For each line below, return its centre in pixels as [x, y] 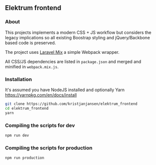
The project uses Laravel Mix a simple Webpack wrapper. [62, 52]
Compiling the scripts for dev [40, 125]
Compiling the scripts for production [49, 148]
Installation [19, 79]
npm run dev [17, 135]
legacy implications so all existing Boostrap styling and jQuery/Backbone [78, 37]
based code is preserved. [31, 43]
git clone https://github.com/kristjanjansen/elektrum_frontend [71, 104]
